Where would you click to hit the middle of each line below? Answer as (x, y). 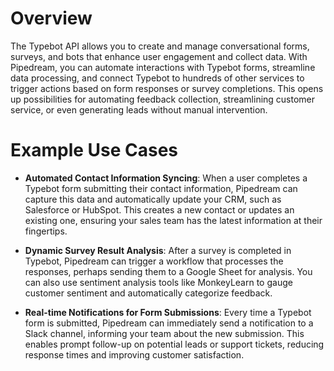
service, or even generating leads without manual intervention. (139, 109)
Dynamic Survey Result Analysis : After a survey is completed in (158, 250)
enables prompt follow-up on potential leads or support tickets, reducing (174, 344)
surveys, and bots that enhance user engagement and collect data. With (159, 56)
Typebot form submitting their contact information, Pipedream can (161, 188)
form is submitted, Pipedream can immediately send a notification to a (169, 323)
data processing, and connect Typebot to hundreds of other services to (157, 78)
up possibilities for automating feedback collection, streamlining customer (163, 99)
